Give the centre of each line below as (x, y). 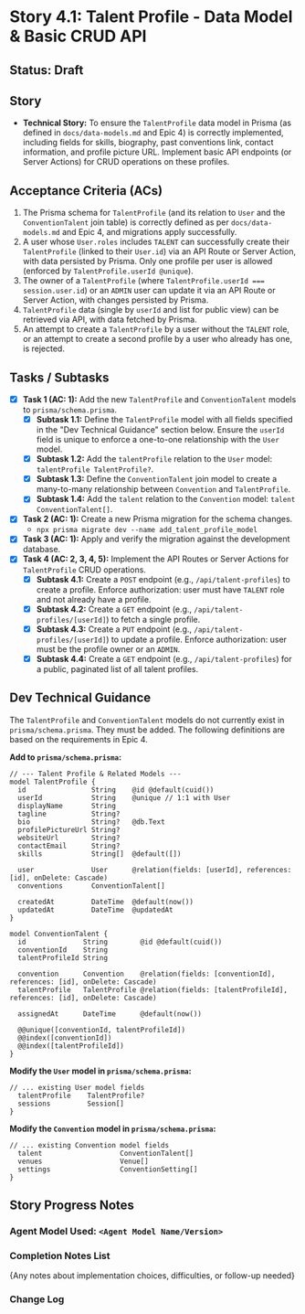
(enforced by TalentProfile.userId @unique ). (108, 271)
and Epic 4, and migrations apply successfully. (150, 232)
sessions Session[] (71, 1104)
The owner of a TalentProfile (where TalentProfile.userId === (143, 281)
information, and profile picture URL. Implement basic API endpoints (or (157, 152)
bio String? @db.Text (92, 822)
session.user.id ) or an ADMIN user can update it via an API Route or (149, 291)
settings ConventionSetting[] (108, 1169)
